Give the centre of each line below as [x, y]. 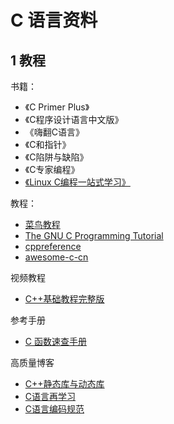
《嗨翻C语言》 [54, 132]
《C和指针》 [48, 144]
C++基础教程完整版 [64, 299]
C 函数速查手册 [55, 341]
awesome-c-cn [56, 257]
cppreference [53, 246]
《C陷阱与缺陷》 [56, 157]
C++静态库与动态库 [64, 384]
